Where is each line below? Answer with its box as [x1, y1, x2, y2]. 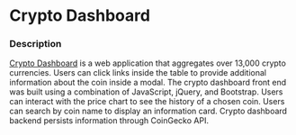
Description [9, 38, 62, 50]
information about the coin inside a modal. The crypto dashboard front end [9, 77, 287, 88]
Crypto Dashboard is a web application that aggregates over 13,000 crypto [9, 58, 286, 68]
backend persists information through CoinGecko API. [9, 115, 210, 126]
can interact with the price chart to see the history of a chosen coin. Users [9, 96, 285, 107]
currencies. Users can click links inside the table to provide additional [9, 67, 267, 78]
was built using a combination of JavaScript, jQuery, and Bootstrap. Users [9, 86, 283, 97]
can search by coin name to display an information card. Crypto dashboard [9, 105, 288, 117]
